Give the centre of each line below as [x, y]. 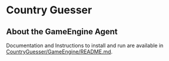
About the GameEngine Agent [62, 32]
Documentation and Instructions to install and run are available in [85, 45]
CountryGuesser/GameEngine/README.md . [59, 52]
